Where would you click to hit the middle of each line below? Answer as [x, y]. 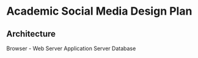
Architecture [31, 34]
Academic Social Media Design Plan [99, 11]
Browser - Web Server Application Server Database [71, 48]
